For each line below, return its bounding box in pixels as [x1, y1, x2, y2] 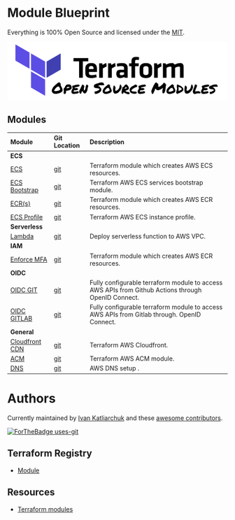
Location [53, 141, 80, 150]
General [10, 327, 34, 336]
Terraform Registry [7, 447, 92, 459]
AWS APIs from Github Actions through [90, 286, 202, 294]
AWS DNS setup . [90, 364, 140, 373]
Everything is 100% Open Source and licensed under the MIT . [7, 28, 185, 36]
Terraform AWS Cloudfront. [90, 341, 169, 349]
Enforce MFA [10, 255, 48, 263]
